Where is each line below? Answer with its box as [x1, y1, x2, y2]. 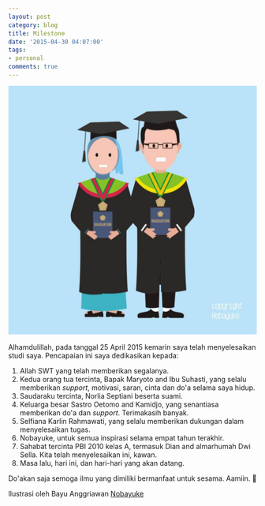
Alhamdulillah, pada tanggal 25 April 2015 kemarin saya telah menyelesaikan [8, 342, 256, 351]
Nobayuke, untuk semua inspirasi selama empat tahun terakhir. [19, 433, 225, 442]
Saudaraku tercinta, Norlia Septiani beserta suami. [19, 391, 183, 400]
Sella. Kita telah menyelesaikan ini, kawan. [19, 450, 158, 459]
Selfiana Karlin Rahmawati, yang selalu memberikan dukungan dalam [19, 416, 244, 425]
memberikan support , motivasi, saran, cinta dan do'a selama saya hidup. [19, 383, 256, 392]
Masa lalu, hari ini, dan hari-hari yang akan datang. [19, 458, 185, 467]
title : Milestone [8, 29, 65, 37]
